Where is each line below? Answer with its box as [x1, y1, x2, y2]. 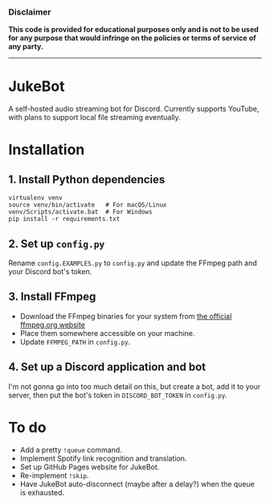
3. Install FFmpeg [8, 290, 96, 304]
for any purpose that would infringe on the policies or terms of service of [8, 33, 256, 43]
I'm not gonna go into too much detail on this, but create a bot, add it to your [8, 381, 261, 391]
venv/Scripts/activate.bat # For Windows [8, 208, 153, 216]
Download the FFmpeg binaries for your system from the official [19, 311, 232, 321]
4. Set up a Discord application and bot [8, 360, 207, 374]
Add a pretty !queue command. [19, 445, 122, 454]
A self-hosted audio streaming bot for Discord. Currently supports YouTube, [8, 104, 260, 114]
